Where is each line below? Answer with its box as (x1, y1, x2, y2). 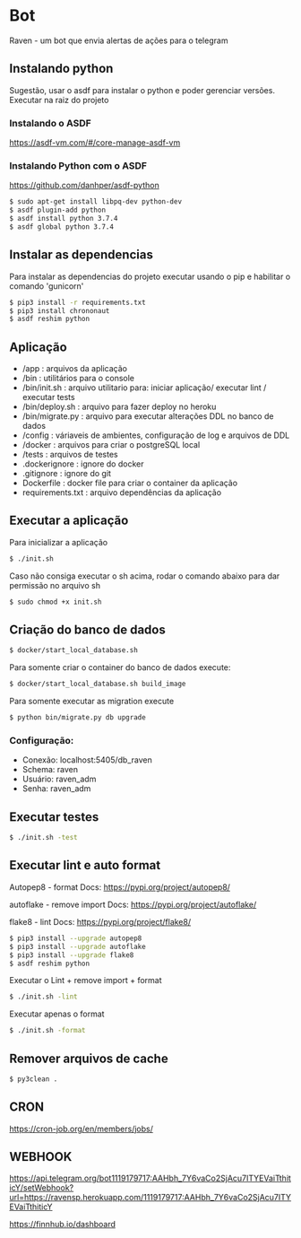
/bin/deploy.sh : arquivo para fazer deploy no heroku (21, 401, 217, 413)
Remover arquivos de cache (9, 1051, 168, 1066)
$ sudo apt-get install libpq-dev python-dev (9, 197, 182, 206)
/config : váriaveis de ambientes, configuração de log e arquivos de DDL (21, 430, 290, 440)
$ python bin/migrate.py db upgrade (9, 713, 146, 722)
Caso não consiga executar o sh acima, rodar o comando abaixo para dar (9, 571, 280, 581)
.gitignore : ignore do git (21, 468, 112, 479)
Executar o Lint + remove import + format (9, 975, 162, 986)
